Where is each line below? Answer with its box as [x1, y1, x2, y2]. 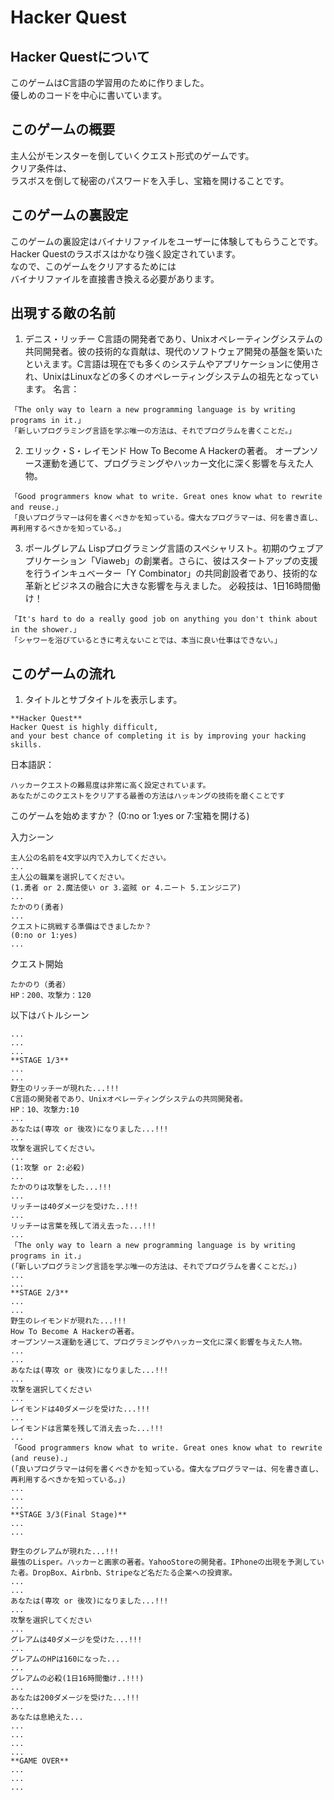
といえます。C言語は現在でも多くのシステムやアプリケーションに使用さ [24, 358, 320, 370]
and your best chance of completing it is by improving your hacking [10, 731, 307, 741]
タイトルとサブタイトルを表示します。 [24, 694, 183, 706]
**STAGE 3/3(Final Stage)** [10, 1510, 128, 1520]
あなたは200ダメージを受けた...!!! [10, 1693, 140, 1703]
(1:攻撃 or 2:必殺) [10, 1163, 86, 1173]
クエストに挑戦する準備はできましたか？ [10, 922, 152, 932]
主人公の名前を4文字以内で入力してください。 [10, 853, 172, 863]
